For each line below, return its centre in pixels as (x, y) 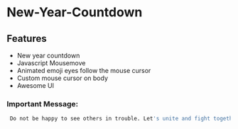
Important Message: (43, 103)
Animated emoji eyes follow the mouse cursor (84, 71)
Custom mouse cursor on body (62, 78)
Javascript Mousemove (51, 63)
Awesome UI (36, 85)
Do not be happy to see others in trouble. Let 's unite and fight (110, 119)
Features (27, 39)
